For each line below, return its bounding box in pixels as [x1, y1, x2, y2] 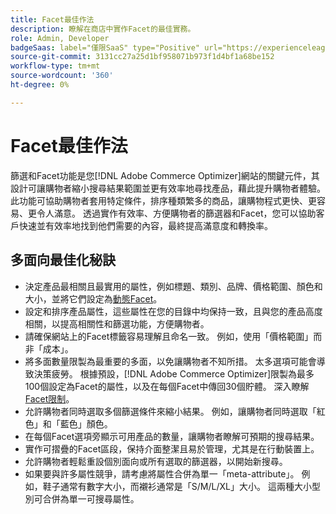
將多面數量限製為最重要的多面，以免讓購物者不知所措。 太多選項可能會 [24, 355, 317, 367]
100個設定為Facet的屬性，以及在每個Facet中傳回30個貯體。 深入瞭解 [24, 380, 310, 392]
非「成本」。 [24, 342, 74, 355]
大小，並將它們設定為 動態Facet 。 [24, 292, 163, 305]
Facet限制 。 [24, 392, 75, 405]
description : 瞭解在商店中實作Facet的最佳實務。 [10, 24, 196, 34]
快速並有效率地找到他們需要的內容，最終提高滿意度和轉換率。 [18, 219, 273, 231]
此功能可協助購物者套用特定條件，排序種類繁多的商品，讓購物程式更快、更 [10, 194, 317, 206]
